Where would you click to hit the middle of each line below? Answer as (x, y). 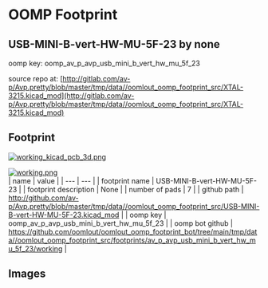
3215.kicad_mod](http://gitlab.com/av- (71, 96)
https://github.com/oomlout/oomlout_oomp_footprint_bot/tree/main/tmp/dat (133, 231)
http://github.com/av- (43, 198)
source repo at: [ (35, 79)
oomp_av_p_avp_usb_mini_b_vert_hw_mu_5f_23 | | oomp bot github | (121, 223)
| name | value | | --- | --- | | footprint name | (81, 180)
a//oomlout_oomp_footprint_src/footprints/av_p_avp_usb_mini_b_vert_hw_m (132, 240)
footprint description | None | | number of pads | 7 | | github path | (136, 189)
